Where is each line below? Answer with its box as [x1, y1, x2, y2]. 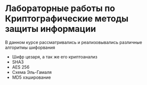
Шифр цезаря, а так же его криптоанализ [12, 54, 98, 59]
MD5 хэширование [12, 74, 51, 80]
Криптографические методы [5, 13, 129, 24]
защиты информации [5, 24, 96, 34]
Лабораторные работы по [5, 3, 115, 14]
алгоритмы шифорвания [5, 44, 56, 50]
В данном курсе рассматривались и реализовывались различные [5, 39, 143, 45]
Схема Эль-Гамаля [12, 69, 52, 75]
